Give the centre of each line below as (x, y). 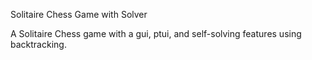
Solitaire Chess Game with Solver (79, 14)
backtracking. (38, 44)
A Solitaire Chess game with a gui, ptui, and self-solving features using (156, 33)
